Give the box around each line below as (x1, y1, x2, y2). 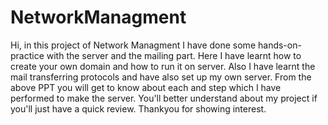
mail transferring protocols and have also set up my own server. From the (10, 71, 312, 83)
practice (10, 49, 45, 61)
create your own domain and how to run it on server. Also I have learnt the (10, 60, 316, 72)
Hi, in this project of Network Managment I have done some (10, 39, 257, 51)
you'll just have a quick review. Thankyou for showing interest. (10, 102, 267, 115)
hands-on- (257, 39, 302, 51)
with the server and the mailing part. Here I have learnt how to (46, 49, 302, 61)
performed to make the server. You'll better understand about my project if (10, 92, 318, 104)
